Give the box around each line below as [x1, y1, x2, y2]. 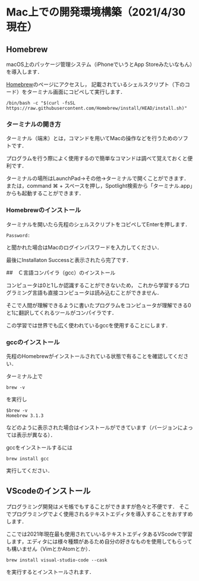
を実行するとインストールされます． [6, 568, 95, 575]
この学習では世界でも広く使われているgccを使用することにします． [6, 321, 171, 329]
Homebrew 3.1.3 [6, 412, 44, 419]
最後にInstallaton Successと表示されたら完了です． [6, 256, 132, 263]
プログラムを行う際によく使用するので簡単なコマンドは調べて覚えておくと [6, 155, 188, 162]
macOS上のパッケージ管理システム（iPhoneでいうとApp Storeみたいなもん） [6, 61, 193, 68]
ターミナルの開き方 [6, 120, 61, 128]
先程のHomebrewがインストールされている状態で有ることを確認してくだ [6, 352, 184, 359]
